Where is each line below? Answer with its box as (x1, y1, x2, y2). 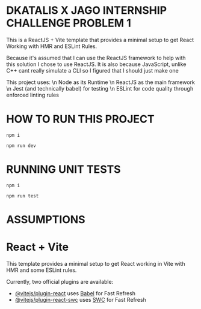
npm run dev (6, 142, 36, 149)
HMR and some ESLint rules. (6, 266, 77, 274)
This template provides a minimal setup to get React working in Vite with (6, 260, 185, 267)
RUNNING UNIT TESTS (6, 163, 122, 176)
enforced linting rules (6, 91, 59, 98)
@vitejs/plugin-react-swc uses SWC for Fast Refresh (14, 296, 146, 303)
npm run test (6, 193, 39, 199)
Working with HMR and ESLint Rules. (6, 43, 97, 50)
